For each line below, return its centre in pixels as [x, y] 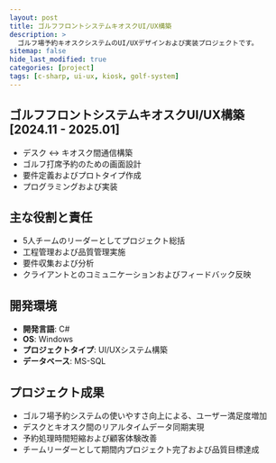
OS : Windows [48, 340]
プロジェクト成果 [57, 392]
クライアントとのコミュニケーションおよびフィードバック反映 [137, 275]
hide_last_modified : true [58, 59]
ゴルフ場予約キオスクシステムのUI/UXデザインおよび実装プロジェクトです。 [138, 43]
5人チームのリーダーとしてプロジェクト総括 [104, 241]
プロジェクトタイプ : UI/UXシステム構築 [95, 350]
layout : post [34, 18]
